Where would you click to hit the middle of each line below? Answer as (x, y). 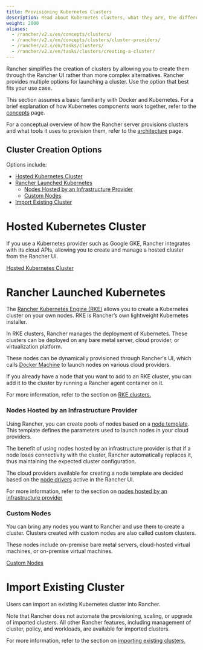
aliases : (17, 29)
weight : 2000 (23, 23)
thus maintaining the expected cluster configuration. (71, 461)
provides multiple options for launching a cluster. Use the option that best (98, 81)
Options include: (27, 164)
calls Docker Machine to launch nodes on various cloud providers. (89, 365)
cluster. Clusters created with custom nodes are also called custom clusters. (101, 533)
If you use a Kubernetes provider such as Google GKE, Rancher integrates (98, 243)
